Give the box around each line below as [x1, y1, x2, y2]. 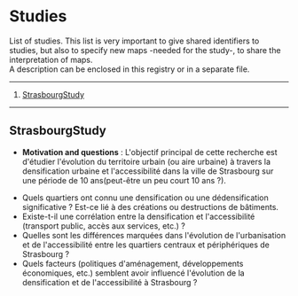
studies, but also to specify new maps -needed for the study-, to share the [9, 44, 281, 55]
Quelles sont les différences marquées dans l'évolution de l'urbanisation [21, 230, 286, 240]
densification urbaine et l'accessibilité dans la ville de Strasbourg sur [21, 166, 274, 176]
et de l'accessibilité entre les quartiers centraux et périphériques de [21, 239, 271, 250]
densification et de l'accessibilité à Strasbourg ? [21, 277, 198, 287]
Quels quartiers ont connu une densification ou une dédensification [21, 192, 269, 203]
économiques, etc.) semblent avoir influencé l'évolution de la [21, 268, 246, 278]
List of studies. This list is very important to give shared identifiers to [9, 35, 260, 46]
